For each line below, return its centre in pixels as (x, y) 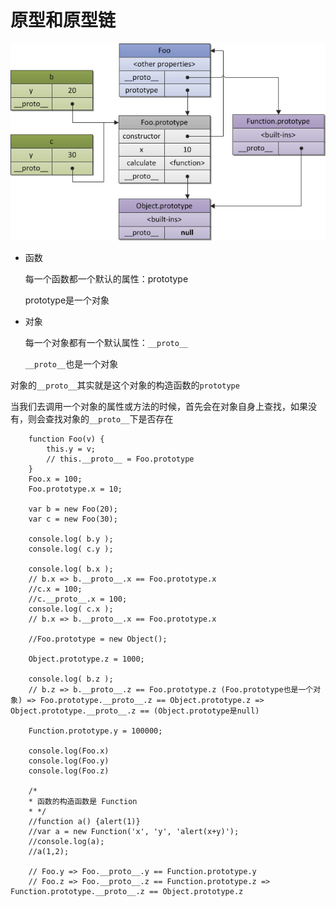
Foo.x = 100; (55, 479)
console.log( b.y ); (71, 539)
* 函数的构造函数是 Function (83, 802)
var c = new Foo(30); (73, 519)
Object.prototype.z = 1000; (86, 659)
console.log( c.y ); (71, 549)
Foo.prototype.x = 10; (75, 489)
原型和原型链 (63, 20)
